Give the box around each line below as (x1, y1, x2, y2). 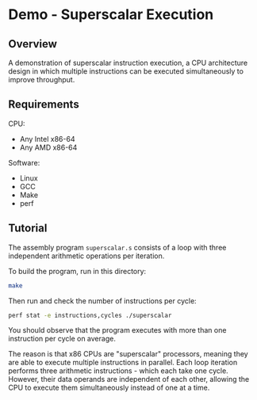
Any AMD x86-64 (19, 143, 78, 152)
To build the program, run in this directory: (8, 266, 147, 276)
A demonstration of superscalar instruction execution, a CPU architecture (8, 58, 248, 67)
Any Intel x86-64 (19, 134, 75, 143)
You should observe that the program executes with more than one (8, 326, 227, 335)
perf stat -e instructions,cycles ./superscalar (8, 311, 172, 319)
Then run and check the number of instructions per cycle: (8, 295, 197, 306)
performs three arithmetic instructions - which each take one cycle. (8, 366, 228, 375)
